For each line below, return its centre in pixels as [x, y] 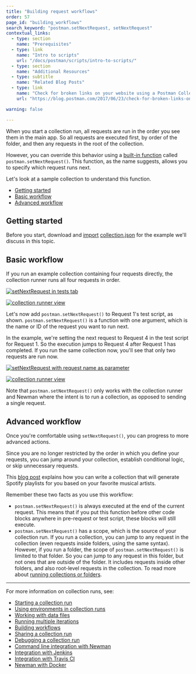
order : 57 [18, 17]
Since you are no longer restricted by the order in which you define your [93, 453]
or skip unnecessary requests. [43, 465]
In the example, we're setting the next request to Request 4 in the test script [97, 338]
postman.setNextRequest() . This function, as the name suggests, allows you [97, 161]
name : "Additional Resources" [53, 72]
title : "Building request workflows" [52, 11]
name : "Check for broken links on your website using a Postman [96, 93]
